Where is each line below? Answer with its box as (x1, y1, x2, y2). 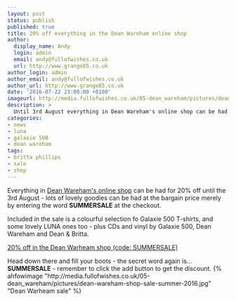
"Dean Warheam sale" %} (7, 286, 82, 295)
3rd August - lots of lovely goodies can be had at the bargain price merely (7, 194, 221, 202)
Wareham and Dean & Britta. (7, 229, 89, 238)
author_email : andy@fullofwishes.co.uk (7, 75, 124, 83)
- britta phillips (7, 154, 61, 161)
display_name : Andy (13, 43, 71, 50)
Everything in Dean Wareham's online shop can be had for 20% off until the (7, 186, 226, 194)
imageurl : (7, 95, 37, 102)
